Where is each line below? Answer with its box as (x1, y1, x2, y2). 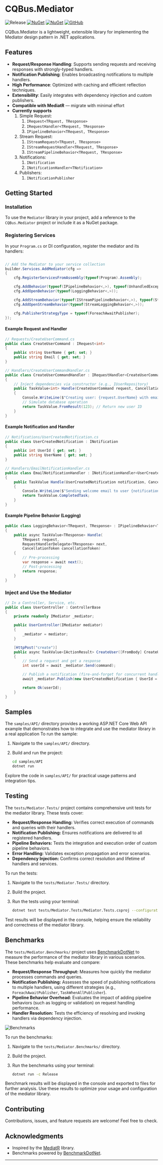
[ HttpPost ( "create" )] (14, 645, 57, 650)
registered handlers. (12, 835, 52, 840)
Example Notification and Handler (5, 424, 75, 430)
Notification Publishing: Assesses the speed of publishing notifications (12, 979, 156, 985)
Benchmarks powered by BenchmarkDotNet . (12, 1150, 102, 1156)
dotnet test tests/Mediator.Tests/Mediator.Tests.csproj (12, 908, 130, 913)
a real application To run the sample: (5, 731, 78, 737)
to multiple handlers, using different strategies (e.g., (12, 984, 116, 990)
